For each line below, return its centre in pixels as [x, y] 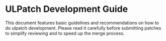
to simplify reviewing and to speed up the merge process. [65, 33]
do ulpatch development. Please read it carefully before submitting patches [83, 28]
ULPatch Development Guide [67, 9]
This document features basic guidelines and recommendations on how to [82, 23]
